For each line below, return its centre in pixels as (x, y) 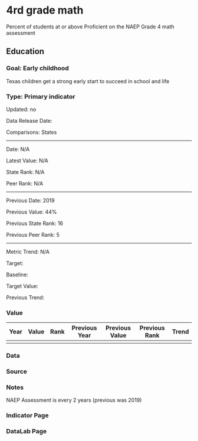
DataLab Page (27, 432)
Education (25, 52)
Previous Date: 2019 (30, 200)
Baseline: (17, 275)
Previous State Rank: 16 (35, 223)
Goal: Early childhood (37, 68)
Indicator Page (27, 416)
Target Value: (22, 286)
